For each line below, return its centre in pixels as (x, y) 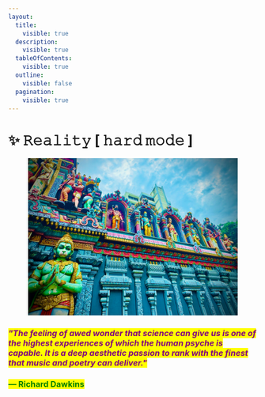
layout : (21, 17)
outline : (30, 75)
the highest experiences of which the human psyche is (115, 343)
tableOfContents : (44, 59)
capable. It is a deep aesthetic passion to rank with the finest (128, 354)
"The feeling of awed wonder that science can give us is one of (132, 334)
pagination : (35, 92)
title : (26, 25)
